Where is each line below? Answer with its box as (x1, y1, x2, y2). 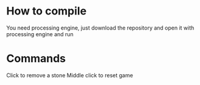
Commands (6, 52, 66, 66)
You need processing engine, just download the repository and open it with (6, 24, 195, 31)
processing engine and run (6, 30, 74, 37)
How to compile (6, 4, 87, 18)
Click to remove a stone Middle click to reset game (6, 71, 134, 79)
